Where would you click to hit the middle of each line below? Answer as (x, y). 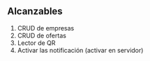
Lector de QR (36, 43)
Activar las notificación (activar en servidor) (80, 50)
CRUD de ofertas (42, 35)
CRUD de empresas (46, 28)
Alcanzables (35, 11)
